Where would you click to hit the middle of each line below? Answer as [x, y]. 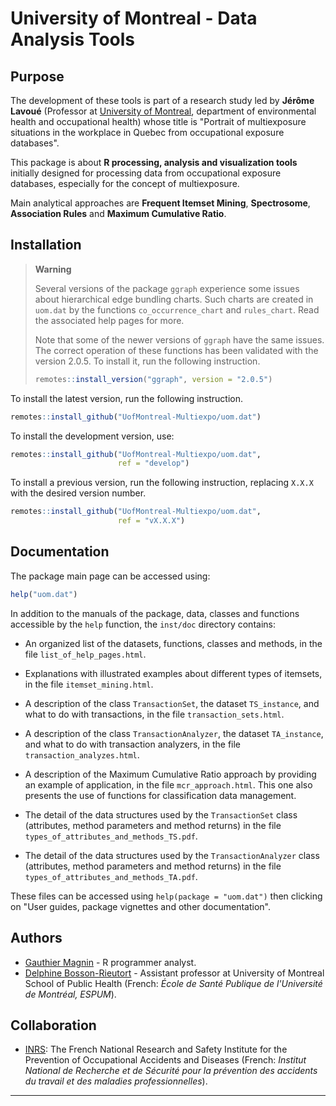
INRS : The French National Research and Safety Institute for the [156, 1049]
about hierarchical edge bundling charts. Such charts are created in [174, 299]
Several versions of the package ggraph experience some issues [167, 288]
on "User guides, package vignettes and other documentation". [141, 906]
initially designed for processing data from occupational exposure [146, 173]
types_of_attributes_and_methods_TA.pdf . [111, 876]
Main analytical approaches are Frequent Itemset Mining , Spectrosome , [160, 203]
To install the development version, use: [92, 436]
